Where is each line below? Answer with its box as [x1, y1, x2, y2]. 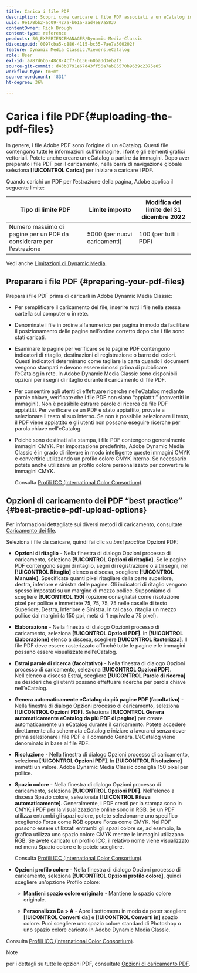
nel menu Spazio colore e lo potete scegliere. [14, 843, 124, 850]
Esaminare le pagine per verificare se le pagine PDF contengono [14, 345, 171, 352]
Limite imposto [89, 205, 132, 213]
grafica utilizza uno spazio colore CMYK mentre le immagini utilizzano [14, 830, 184, 838]
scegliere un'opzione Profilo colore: [14, 878, 101, 886]
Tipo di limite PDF [20, 205, 70, 213]
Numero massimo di [9, 222, 64, 230]
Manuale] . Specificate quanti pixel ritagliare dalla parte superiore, [14, 574, 174, 581]
